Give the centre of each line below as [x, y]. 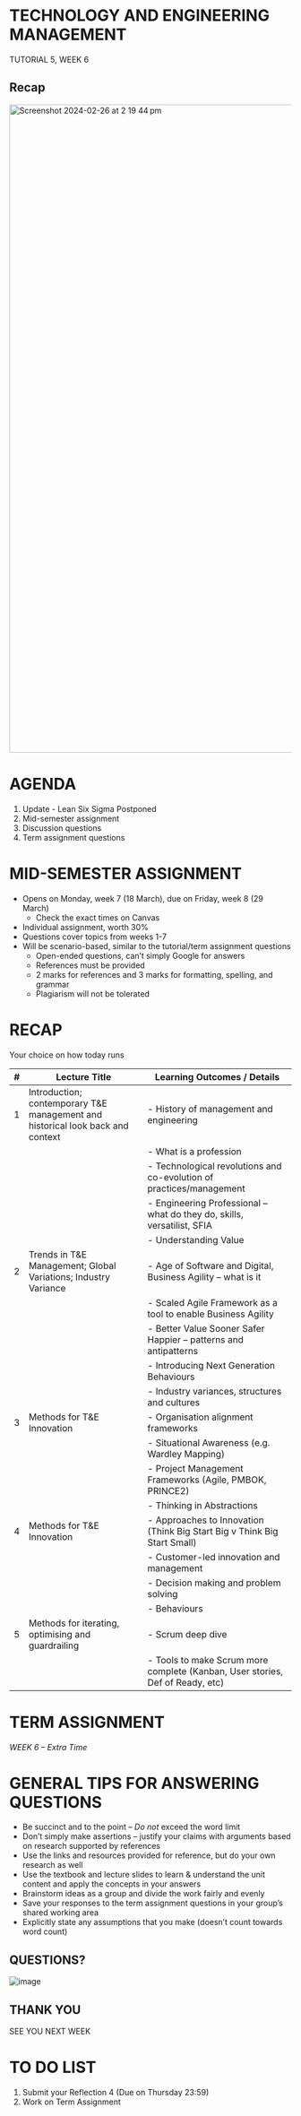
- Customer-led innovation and [214, 1557]
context [44, 1136]
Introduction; [55, 1092]
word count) [45, 1931]
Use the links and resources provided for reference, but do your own [149, 1855]
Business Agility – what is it [204, 1276]
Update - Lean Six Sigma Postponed [89, 808]
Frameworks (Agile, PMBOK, [207, 1480]
